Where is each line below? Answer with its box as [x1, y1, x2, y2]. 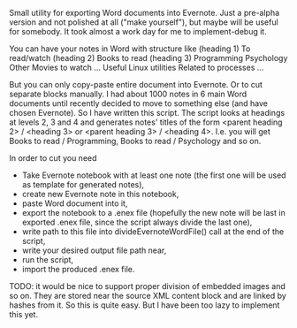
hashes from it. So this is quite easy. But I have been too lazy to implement [9, 300, 280, 310]
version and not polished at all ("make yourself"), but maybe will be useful [9, 17, 278, 27]
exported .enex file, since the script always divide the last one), [21, 217, 253, 227]
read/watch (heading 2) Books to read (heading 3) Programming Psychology [9, 53, 288, 63]
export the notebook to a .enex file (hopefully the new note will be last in [21, 208, 286, 217]
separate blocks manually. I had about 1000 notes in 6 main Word [9, 88, 247, 99]
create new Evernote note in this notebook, [21, 189, 179, 199]
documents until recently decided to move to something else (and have [9, 98, 268, 109]
